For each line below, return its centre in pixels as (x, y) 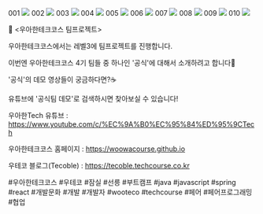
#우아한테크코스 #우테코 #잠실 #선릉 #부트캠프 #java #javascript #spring (122, 182)
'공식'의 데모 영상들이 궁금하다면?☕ (62, 79)
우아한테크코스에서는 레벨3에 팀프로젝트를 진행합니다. (91, 46)
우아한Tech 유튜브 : (38, 115)
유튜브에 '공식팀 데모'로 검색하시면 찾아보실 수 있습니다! (93, 99)
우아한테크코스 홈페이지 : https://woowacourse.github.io (97, 149)
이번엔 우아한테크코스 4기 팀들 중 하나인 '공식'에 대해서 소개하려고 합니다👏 (122, 63)
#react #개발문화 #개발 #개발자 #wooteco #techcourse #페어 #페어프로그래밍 (130, 192)
